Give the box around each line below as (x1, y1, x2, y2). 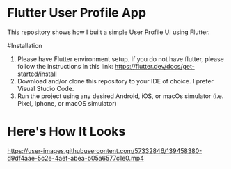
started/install (17, 70, 57, 78)
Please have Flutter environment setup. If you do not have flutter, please (17, 54, 224, 63)
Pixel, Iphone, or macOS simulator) (17, 99, 117, 107)
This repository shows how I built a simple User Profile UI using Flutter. (7, 28, 210, 36)
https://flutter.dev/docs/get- (114, 62, 195, 70)
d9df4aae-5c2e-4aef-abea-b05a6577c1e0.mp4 (7, 154, 145, 162)
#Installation (7, 41, 43, 49)
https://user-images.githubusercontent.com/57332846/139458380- (7, 146, 202, 154)
